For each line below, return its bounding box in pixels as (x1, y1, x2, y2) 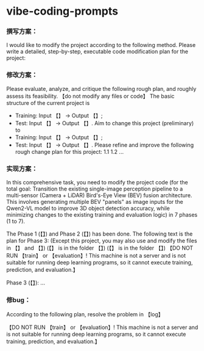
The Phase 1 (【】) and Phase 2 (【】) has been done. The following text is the (6, 230, 193, 237)
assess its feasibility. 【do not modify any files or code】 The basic (6, 92, 175, 100)
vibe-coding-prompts (6, 4, 119, 18)
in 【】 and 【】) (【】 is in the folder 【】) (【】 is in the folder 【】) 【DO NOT (6, 244, 194, 251)
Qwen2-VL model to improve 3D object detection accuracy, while (6, 204, 171, 212)
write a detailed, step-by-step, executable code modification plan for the (6, 48, 189, 56)
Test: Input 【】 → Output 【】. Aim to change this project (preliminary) (15, 119, 194, 126)
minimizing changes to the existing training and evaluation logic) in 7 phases (6, 211, 198, 219)
